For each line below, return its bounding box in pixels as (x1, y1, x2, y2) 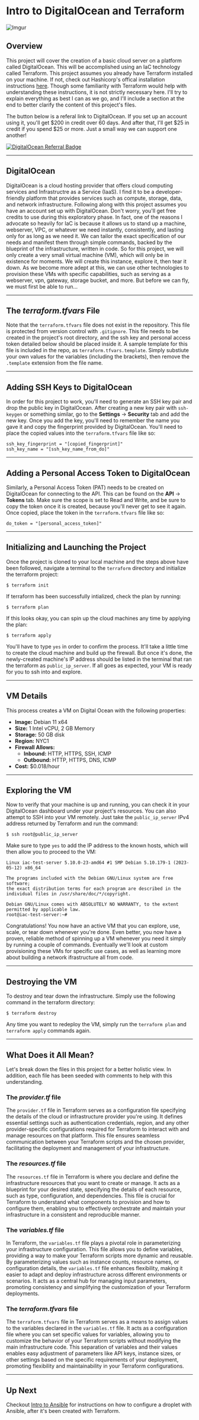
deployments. (6, 1290, 40, 1297)
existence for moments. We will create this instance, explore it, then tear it (6, 258, 187, 265)
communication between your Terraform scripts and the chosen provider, (6, 1138, 185, 1146)
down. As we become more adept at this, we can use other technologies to (6, 264, 190, 271)
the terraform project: (6, 570, 59, 578)
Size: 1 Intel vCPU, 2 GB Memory (14, 725, 95, 732)
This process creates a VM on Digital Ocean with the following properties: (6, 707, 187, 714)
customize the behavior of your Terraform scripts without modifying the (6, 1337, 181, 1344)
